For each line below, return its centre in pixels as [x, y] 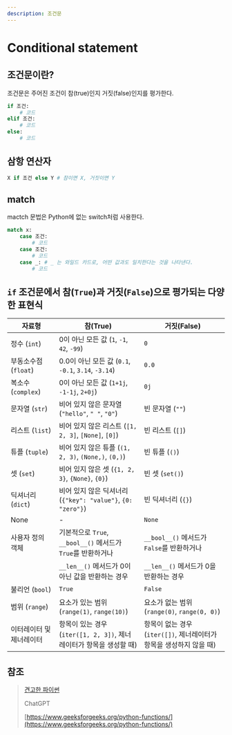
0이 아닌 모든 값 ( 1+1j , [93, 383]
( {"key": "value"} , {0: [96, 500]
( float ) [22, 370]
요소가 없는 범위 [168, 603]
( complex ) [26, 392]
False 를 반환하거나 [173, 548]
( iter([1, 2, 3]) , [88, 635]
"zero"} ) [72, 509]
